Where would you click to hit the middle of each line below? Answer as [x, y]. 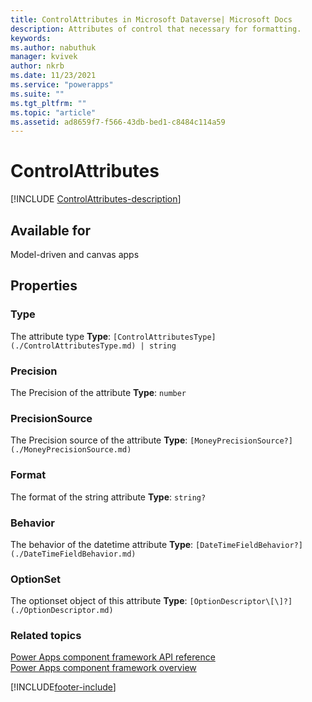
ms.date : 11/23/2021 [53, 76]
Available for [51, 230]
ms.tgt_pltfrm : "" [48, 103]
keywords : [31, 38]
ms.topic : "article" [53, 112]
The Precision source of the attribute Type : [99, 440]
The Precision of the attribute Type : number [98, 392]
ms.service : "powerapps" [62, 85]
